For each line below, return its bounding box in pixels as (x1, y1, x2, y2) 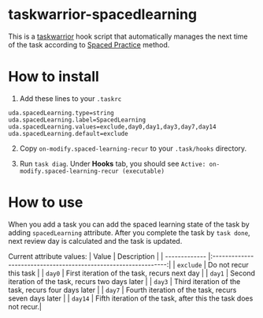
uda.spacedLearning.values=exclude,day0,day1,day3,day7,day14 (8, 122, 217, 131)
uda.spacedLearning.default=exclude (8, 129, 128, 137)
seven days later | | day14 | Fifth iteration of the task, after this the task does (8, 294, 254, 303)
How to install (8, 68, 100, 86)
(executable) (121, 167, 165, 175)
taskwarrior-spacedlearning (8, 6, 198, 24)
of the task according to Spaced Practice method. (8, 39, 170, 49)
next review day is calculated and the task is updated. (8, 236, 183, 245)
